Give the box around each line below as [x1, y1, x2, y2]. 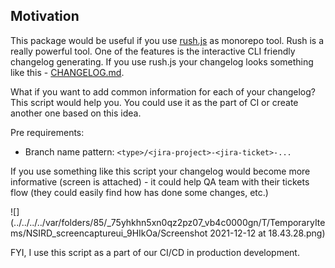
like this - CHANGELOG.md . [10, 66, 125, 78]
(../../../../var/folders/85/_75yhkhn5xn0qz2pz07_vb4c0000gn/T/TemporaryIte [10, 216, 326, 228]
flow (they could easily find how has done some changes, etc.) [10, 186, 269, 198]
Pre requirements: [10, 126, 85, 138]
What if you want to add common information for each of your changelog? [10, 85, 316, 98]
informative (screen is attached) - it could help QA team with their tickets [10, 175, 310, 188]
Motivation [10, 8, 80, 25]
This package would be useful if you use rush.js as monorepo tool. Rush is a [10, 34, 325, 46]
